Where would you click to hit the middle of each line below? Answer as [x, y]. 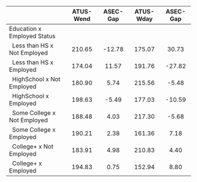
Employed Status [32, 36]
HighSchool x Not [36, 79]
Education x [26, 29]
